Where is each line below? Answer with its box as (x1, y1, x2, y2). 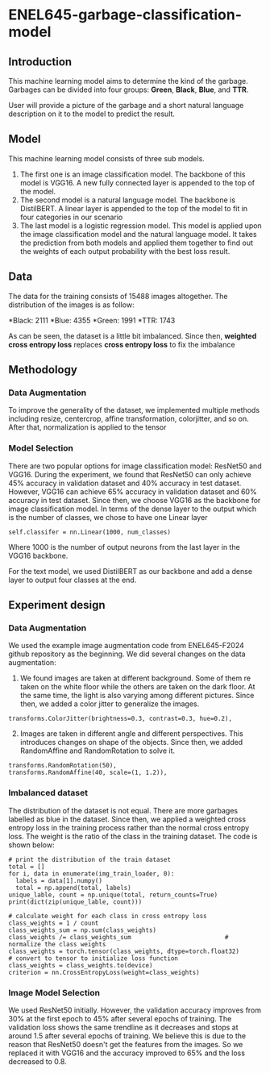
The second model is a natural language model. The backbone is (19, 195, 236, 205)
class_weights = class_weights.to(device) (8, 961, 153, 969)
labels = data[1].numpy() (15, 876, 103, 884)
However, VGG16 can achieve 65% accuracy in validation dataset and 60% (8, 486, 257, 497)
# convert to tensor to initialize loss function (8, 954, 179, 963)
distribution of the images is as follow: (8, 300, 135, 310)
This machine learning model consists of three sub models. (8, 153, 206, 163)
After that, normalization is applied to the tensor (8, 422, 167, 432)
